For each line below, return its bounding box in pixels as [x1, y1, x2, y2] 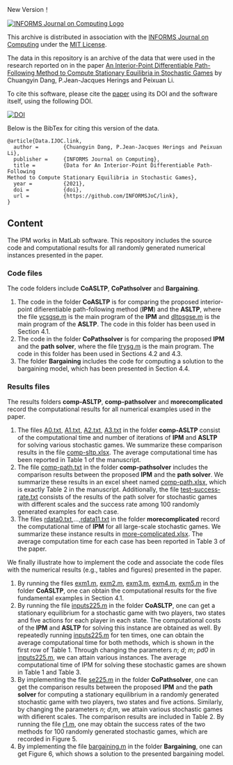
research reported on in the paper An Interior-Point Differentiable [7, 61, 193, 69]
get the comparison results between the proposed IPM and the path [17, 683, 214, 692]
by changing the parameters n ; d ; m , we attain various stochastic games [17, 705, 223, 713]
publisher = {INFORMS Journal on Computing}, [13, 156, 160, 163]
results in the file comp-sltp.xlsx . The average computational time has [17, 448, 218, 456]
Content [7, 218, 44, 230]
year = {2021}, [13, 180, 86, 187]
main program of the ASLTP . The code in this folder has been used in [17, 320, 216, 329]
